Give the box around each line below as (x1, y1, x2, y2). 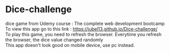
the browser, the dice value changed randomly (5, 37, 104, 43)
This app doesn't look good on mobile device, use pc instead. (5, 42, 135, 48)
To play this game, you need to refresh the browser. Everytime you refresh (5, 31, 162, 37)
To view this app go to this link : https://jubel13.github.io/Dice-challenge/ (5, 25, 158, 32)
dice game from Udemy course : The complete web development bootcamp (5, 20, 165, 26)
